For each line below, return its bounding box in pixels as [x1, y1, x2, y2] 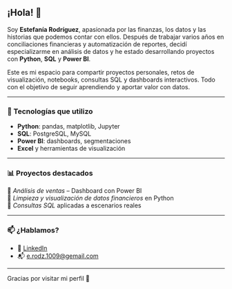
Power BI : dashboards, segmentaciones [17, 137, 131, 145]
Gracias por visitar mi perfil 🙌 [7, 274, 90, 282]
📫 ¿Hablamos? [7, 225, 59, 235]
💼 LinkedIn [17, 243, 48, 252]
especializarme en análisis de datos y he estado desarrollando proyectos [7, 47, 215, 55]
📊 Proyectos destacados [7, 169, 93, 178]
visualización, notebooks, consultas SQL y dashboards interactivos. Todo [7, 75, 216, 84]
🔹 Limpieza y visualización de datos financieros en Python [7, 194, 174, 203]
